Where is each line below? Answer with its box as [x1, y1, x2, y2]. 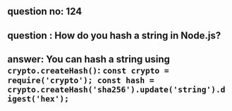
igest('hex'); [7, 94, 69, 104]
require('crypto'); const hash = [7, 75, 155, 86]
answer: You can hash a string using [7, 53, 171, 65]
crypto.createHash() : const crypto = [7, 65, 169, 77]
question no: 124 [7, 6, 83, 18]
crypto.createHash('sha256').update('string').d [7, 84, 226, 95]
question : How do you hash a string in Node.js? [7, 30, 221, 41]
